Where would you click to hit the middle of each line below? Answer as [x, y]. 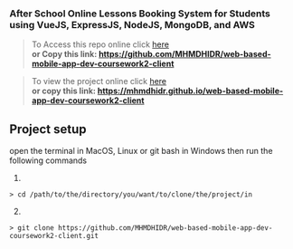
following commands [48, 160]
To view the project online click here [99, 81]
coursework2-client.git [54, 236]
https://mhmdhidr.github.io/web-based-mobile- [190, 91]
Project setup [48, 129]
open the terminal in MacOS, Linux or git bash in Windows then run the [141, 151]
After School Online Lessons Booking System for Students [140, 14]
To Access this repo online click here [100, 44]
